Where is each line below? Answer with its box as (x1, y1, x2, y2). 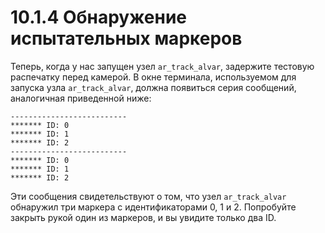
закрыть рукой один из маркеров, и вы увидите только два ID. (10, 211, 277, 223)
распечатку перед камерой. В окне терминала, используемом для (10, 71, 297, 83)
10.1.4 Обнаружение (10, 6, 188, 29)
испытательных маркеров (10, 27, 243, 50)
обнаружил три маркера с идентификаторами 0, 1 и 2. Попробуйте (10, 201, 297, 213)
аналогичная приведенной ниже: (10, 92, 152, 104)
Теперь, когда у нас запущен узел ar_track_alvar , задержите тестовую (10, 60, 315, 72)
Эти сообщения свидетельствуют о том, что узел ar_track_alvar (10, 190, 287, 202)
